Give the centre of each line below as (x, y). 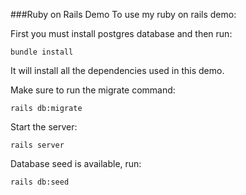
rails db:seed (40, 182)
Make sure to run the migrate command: (93, 90)
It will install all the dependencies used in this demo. (117, 70)
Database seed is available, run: (76, 163)
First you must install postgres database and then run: (121, 33)
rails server (37, 145)
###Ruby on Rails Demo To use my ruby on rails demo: (123, 14)
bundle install (42, 52)
